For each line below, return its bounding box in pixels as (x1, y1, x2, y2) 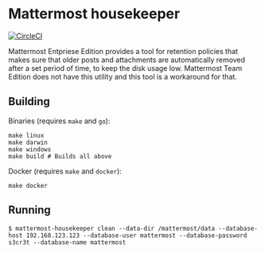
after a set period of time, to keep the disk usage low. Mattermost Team (8, 63, 243, 72)
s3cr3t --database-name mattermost (8, 238, 127, 247)
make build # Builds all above (8, 152, 112, 160)
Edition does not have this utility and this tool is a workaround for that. (8, 72, 237, 81)
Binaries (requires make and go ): (8, 116, 111, 126)
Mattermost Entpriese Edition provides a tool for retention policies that (8, 46, 239, 56)
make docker (8, 181, 48, 189)
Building (8, 95, 50, 108)
